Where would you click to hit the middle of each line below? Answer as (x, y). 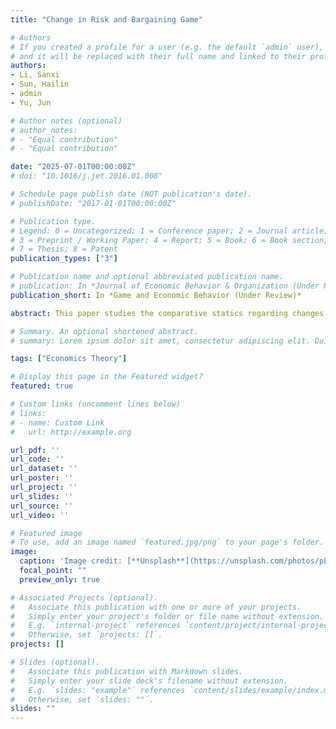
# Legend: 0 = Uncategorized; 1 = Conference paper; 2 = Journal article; (169, 231)
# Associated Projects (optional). (84, 597)
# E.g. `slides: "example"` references (98, 690)
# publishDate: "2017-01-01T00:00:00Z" (93, 203)
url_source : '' (42, 506)
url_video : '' (40, 515)
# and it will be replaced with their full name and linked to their (158, 56)
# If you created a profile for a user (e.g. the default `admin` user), (167, 47)
